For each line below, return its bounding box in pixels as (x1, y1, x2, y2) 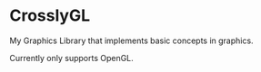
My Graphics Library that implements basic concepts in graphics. (9, 35, 254, 46)
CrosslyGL (9, 5, 91, 26)
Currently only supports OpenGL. (9, 52, 134, 63)
